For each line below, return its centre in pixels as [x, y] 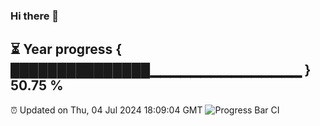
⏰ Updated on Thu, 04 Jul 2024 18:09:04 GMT [106, 110]
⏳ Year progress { [66, 49]
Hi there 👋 [35, 16]
